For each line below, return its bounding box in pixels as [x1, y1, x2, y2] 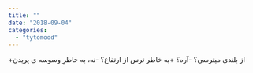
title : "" [8, 11, 41, 20]
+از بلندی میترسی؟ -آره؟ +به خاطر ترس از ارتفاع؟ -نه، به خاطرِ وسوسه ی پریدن [8, 55, 246, 64]
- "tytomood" [15, 33, 58, 42]
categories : [8, 26, 47, 34]
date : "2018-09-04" [8, 19, 73, 27]
